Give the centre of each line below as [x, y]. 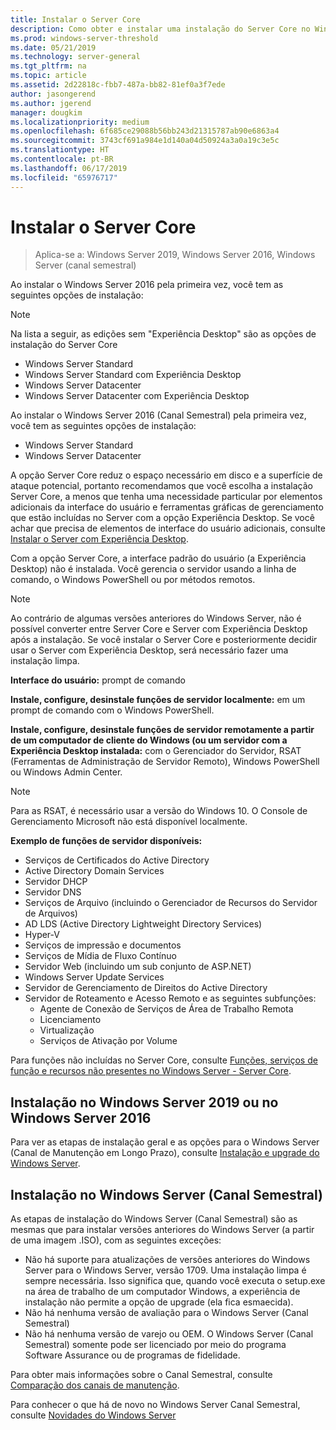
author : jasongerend [53, 94]
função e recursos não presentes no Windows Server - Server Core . [151, 1071]
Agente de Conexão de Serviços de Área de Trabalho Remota [166, 1009]
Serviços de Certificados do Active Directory [117, 860]
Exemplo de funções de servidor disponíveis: [106, 841]
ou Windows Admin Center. [66, 772]
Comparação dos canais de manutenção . [95, 1385]
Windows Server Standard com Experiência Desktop [133, 375]
